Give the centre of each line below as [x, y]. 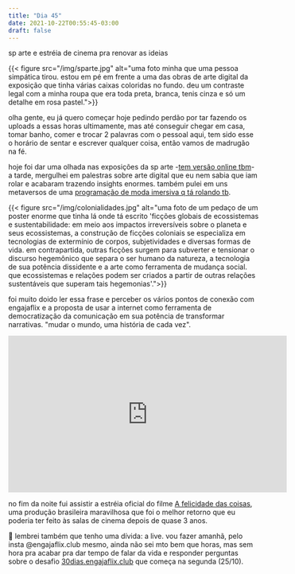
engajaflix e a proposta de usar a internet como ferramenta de [110, 308]
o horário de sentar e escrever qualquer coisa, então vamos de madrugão [129, 143]
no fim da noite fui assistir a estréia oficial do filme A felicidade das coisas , [130, 504]
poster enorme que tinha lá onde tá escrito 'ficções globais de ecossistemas [134, 217]
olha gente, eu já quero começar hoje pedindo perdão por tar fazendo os [128, 118]
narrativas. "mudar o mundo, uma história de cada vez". [100, 325]
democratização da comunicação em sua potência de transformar [116, 316]
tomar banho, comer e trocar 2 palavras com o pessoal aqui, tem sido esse [131, 135]
